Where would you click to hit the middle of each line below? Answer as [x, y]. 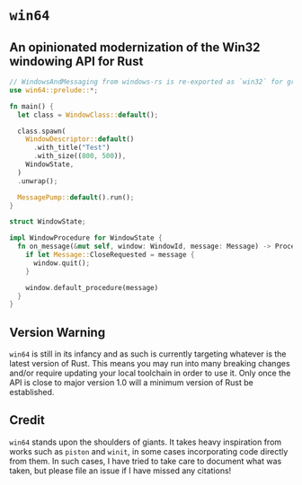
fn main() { [31, 106]
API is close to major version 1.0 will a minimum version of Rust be [132, 383]
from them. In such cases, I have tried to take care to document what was [146, 461]
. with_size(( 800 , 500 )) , [80, 156]
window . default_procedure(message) [92, 287]
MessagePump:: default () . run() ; [76, 197]
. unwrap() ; [38, 181]
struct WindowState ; [48, 222]
